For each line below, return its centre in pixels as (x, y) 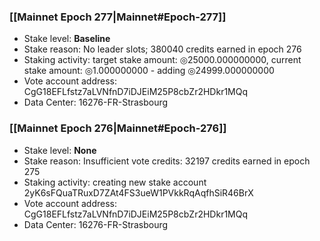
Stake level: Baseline (67, 39)
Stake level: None (60, 150)
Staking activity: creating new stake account (115, 182)
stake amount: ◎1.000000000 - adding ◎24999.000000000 (149, 71)
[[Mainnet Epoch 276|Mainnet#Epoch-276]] (118, 128)
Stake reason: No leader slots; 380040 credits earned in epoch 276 (162, 49)
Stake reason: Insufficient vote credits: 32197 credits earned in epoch (167, 161)
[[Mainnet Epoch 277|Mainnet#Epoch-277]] (118, 17)
